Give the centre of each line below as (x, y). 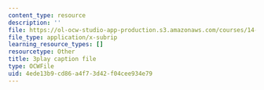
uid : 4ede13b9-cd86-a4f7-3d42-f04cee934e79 (81, 74)
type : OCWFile (31, 67)
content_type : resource (47, 15)
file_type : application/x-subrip (63, 37)
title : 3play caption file (52, 59)
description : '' (35, 23)
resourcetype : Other (42, 52)
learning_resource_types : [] (56, 45)
